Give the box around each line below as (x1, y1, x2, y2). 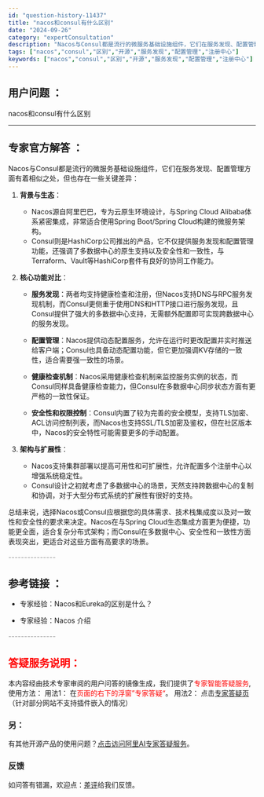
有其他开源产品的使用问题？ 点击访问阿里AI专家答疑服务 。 (8, 739, 194, 748)
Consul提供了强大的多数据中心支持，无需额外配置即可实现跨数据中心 (31, 309, 254, 318)
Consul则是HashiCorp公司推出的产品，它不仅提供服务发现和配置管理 (31, 236, 254, 246)
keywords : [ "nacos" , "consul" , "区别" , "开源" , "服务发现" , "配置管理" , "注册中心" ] (8, 56, 254, 64)
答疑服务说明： (8, 656, 81, 670)
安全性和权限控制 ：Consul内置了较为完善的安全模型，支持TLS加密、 (31, 408, 253, 417)
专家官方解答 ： (8, 141, 83, 155)
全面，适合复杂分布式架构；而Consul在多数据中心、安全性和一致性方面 (21, 527, 251, 536)
